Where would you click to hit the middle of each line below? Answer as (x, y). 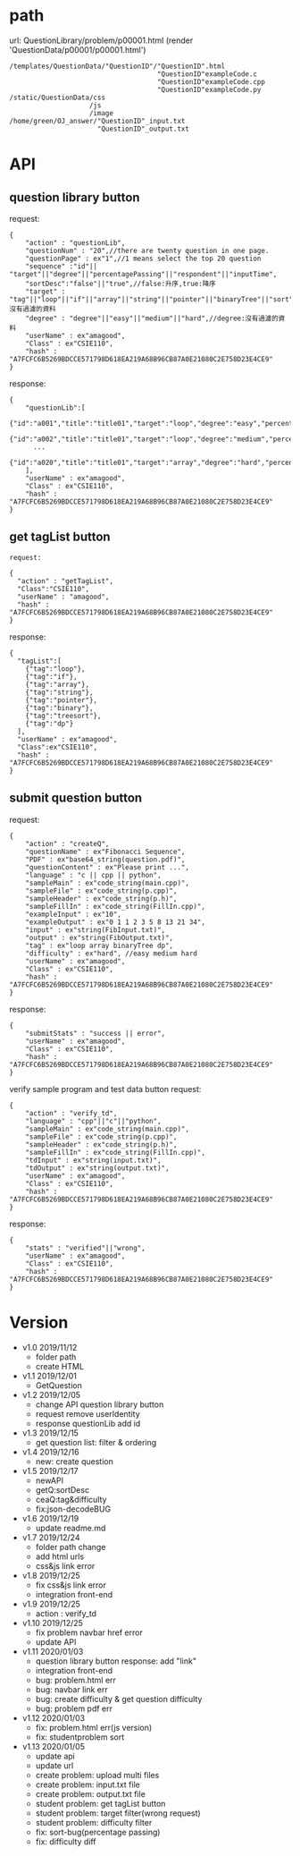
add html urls (60, 1556)
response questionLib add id (88, 1423)
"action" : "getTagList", (66, 581)
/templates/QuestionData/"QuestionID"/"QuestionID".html (117, 66)
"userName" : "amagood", (63, 597)
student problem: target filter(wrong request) (118, 1813)
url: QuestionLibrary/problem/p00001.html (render (101, 40)
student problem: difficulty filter (94, 1822)
